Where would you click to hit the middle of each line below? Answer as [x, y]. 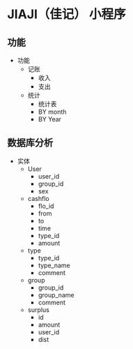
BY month [52, 112]
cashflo [39, 198]
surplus [39, 310]
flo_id [46, 206]
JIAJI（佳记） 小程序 [66, 14]
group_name [56, 295]
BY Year [49, 119]
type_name [54, 265]
